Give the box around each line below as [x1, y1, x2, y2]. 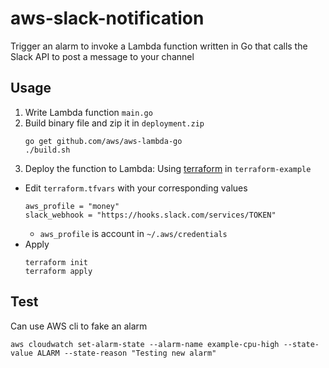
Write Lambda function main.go [24, 106, 153, 118]
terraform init [24, 257, 89, 267]
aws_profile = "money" [24, 201, 120, 211]
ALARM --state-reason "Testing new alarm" [36, 348, 217, 358]
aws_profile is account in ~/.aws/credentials [39, 227, 228, 239]
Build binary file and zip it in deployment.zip [24, 117, 205, 129]
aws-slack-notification [10, 7, 205, 30]
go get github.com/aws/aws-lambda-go [24, 136, 183, 146]
